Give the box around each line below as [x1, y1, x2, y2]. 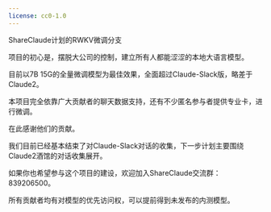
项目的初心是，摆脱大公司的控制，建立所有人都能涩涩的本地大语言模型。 [8, 52, 248, 61]
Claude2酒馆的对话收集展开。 [8, 151, 107, 160]
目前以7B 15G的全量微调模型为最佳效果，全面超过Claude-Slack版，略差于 [8, 69, 253, 79]
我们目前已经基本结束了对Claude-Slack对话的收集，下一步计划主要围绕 [8, 140, 244, 150]
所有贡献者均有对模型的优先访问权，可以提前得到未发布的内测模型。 [8, 195, 235, 205]
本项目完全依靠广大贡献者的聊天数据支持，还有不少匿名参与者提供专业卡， [8, 96, 256, 106]
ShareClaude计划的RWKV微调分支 [8, 35, 123, 44]
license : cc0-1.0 [8, 11, 67, 20]
